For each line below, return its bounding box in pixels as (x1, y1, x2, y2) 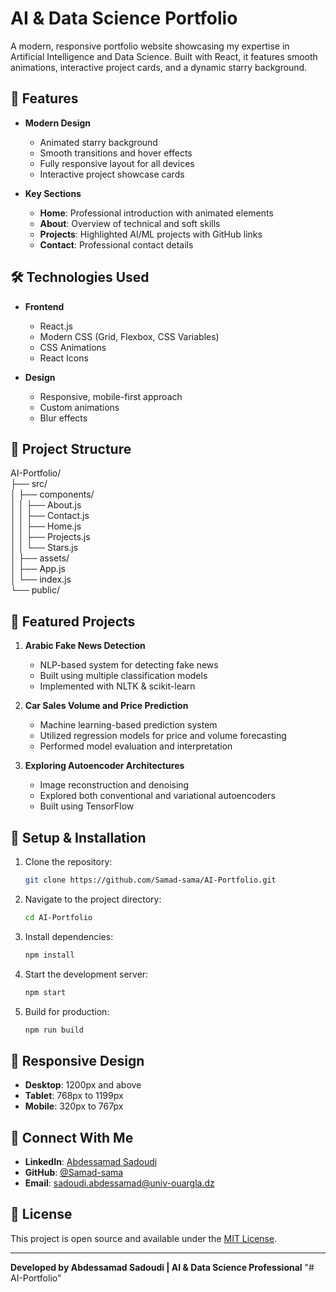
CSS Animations (39, 341, 107, 353)
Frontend (24, 300, 65, 312)
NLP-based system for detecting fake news (39, 659, 219, 671)
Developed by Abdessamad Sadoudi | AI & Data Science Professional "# (10, 1261, 315, 1273)
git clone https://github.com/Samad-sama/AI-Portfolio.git (24, 875, 277, 885)
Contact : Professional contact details (39, 238, 194, 251)
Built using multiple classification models (39, 670, 208, 682)
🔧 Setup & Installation (10, 829, 147, 846)
